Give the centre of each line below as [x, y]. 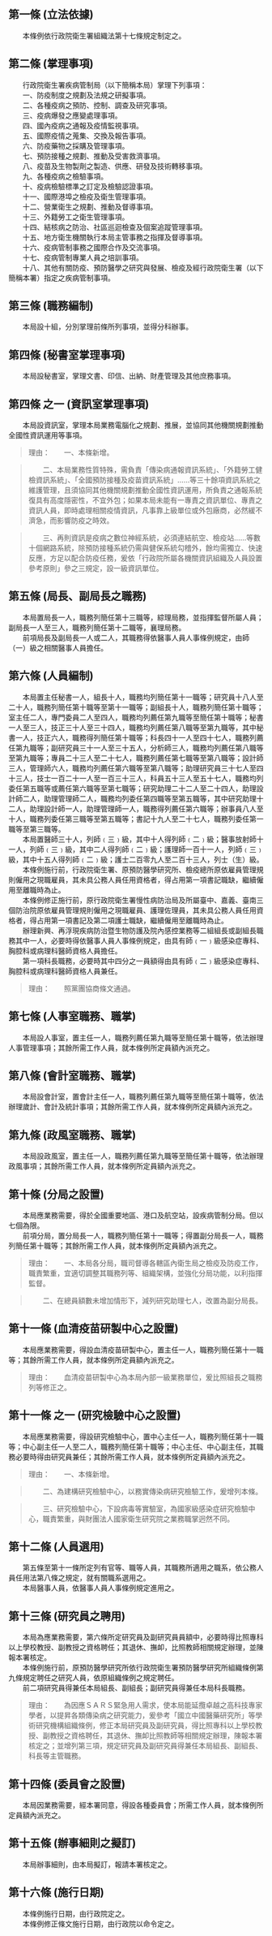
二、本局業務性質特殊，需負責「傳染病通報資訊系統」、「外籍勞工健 [153, 470]
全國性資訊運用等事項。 [47, 435]
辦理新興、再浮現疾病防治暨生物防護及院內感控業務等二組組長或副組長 [139, 930]
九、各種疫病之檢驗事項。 [65, 176]
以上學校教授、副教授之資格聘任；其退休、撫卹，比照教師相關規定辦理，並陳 [136, 1648]
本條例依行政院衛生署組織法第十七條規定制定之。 [104, 36]
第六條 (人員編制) [51, 676]
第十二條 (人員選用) [56, 1547]
